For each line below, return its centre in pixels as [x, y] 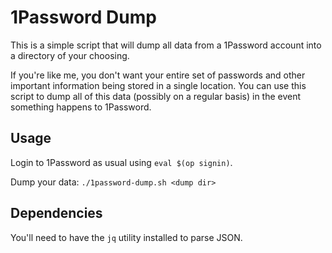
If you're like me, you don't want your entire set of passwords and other [158, 75]
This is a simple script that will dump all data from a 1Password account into [166, 45]
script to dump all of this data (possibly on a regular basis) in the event [156, 96]
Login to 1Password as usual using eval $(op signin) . [121, 162]
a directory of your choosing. [70, 55]
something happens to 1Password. [81, 107]
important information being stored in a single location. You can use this [158, 85]
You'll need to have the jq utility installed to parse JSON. [126, 237]
